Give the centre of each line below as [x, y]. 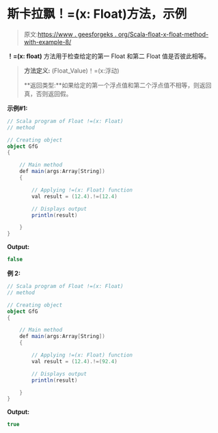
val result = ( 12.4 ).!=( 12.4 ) [74, 196]
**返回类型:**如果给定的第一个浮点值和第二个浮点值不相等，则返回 [118, 85]
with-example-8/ [47, 42]
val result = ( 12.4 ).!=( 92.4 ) [74, 361]
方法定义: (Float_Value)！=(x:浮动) [71, 70]
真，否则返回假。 [48, 94]
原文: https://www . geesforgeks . [70, 34]
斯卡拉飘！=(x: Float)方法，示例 [97, 14]
